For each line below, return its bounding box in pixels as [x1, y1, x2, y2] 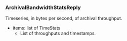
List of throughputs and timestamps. [20, 30, 96, 36]
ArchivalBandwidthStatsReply [5, 4, 81, 11]
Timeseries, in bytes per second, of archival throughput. [5, 15, 122, 21]
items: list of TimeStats [12, 25, 61, 31]
